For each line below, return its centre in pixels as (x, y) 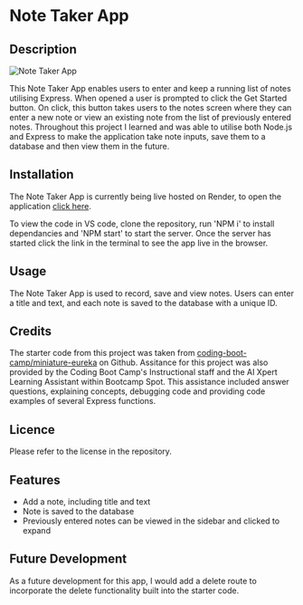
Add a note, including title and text (86, 502)
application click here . (51, 206)
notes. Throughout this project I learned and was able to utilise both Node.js (151, 127)
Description (43, 49)
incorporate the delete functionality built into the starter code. (124, 591)
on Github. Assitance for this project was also (184, 362)
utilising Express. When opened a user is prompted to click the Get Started (148, 98)
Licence (33, 430)
